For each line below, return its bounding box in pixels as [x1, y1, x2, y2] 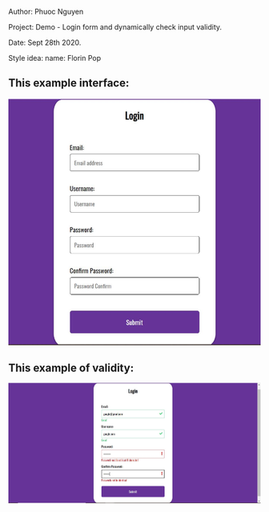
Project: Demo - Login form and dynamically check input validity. [8, 22, 223, 31]
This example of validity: [8, 361, 134, 374]
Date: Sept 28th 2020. [8, 38, 82, 47]
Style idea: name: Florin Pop [8, 54, 102, 62]
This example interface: [8, 76, 130, 90]
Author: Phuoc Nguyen [8, 7, 84, 16]
